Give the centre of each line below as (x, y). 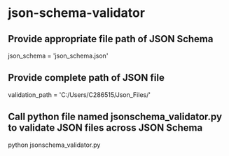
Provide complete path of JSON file (86, 78)
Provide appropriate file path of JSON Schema (111, 39)
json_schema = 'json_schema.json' (58, 56)
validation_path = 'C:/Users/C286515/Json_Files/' (79, 95)
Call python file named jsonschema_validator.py (115, 117)
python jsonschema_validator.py (54, 145)
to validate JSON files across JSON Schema (105, 128)
